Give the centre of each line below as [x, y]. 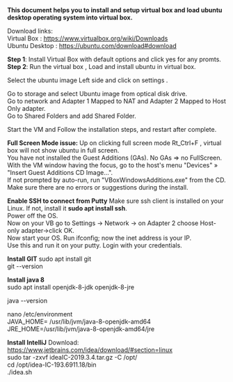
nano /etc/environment [40, 314]
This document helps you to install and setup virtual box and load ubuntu [115, 10]
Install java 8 [26, 280]
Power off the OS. [33, 216]
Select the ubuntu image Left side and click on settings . [88, 80]
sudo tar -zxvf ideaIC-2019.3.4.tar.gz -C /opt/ [72, 357]
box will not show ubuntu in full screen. [63, 150]
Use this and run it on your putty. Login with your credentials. [95, 245]
